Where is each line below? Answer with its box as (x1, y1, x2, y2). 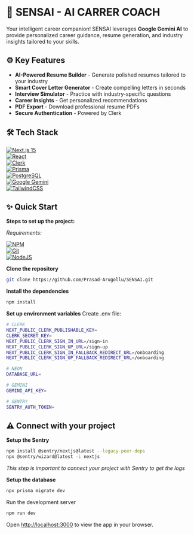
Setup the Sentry (6, 436, 50, 444)
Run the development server (6, 498, 76, 505)
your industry (14, 77, 48, 84)
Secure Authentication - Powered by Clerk (14, 109, 122, 116)
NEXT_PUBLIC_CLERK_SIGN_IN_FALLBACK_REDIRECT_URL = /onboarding (6, 350, 164, 356)
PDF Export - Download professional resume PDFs (14, 103, 140, 110)
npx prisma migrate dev (6, 488, 66, 494)
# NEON (6, 366, 23, 372)
